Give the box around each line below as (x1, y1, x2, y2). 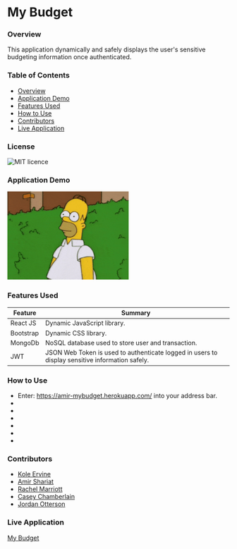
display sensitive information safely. (44, 356, 150, 364)
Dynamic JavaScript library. (44, 319, 126, 328)
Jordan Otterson (17, 500, 66, 508)
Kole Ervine (17, 470, 51, 479)
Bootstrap (10, 328, 39, 337)
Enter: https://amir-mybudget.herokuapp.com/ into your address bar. (17, 391, 217, 400)
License (7, 142, 35, 152)
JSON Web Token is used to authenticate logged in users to (44, 348, 218, 357)
